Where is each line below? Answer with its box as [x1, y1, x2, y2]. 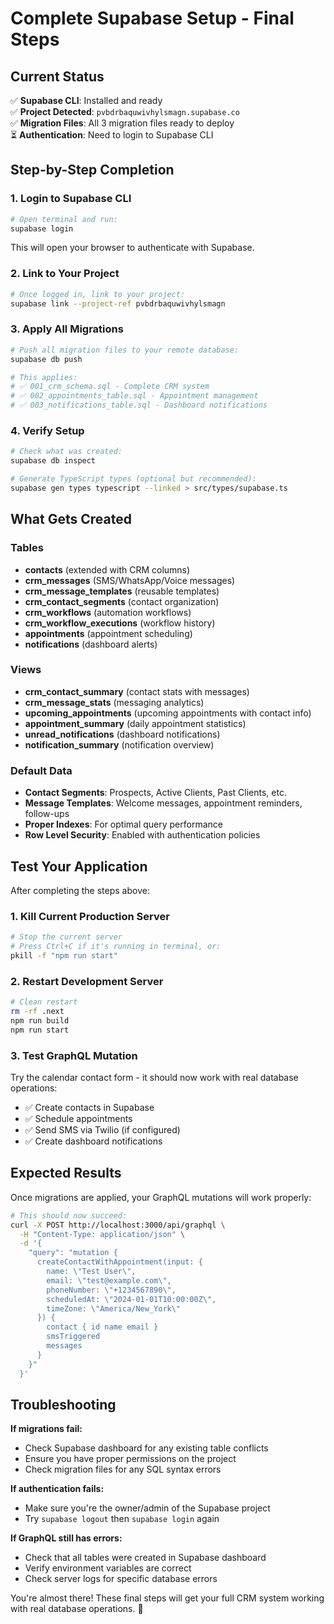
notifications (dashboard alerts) [24, 638, 158, 650]
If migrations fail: [10, 1423, 83, 1435]
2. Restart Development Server [10, 974, 164, 988]
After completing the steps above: [10, 884, 150, 896]
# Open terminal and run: [10, 214, 118, 224]
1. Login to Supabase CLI [10, 192, 132, 206]
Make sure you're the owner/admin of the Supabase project [24, 1502, 271, 1514]
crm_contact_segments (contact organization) [24, 595, 220, 607]
